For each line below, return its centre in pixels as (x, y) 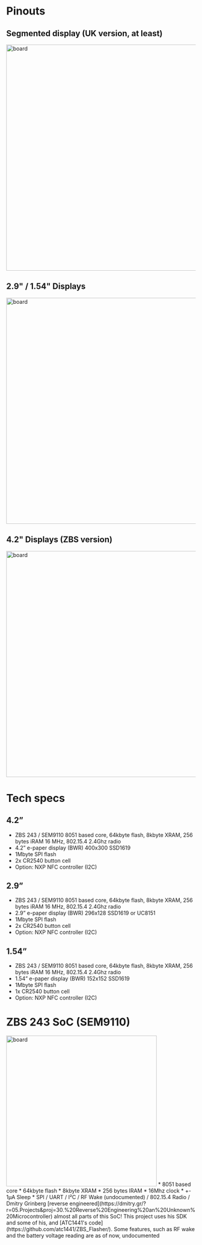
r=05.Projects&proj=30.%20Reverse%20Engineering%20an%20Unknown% (101, 1210)
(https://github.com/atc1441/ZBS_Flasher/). (60, 1229)
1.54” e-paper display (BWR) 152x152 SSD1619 (72, 979)
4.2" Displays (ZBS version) (60, 540)
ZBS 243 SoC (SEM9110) (68, 1022)
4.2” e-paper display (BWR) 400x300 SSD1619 (73, 848)
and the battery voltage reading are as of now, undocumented (83, 1236)
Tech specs (35, 798)
